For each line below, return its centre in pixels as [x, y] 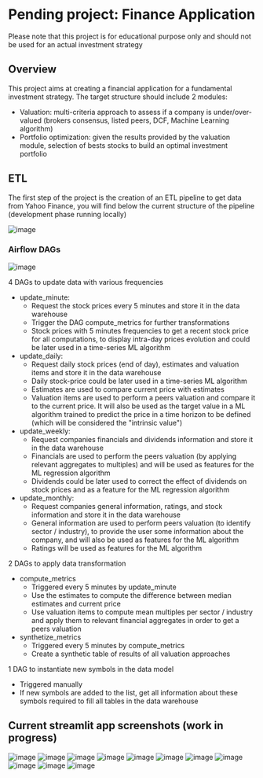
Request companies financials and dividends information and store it [142, 439]
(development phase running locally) [68, 214]
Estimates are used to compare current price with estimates [128, 389]
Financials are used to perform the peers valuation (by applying [134, 456]
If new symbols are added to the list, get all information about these [128, 692]
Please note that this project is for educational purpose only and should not [130, 36]
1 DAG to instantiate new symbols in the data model [91, 669]
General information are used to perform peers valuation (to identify [141, 523]
